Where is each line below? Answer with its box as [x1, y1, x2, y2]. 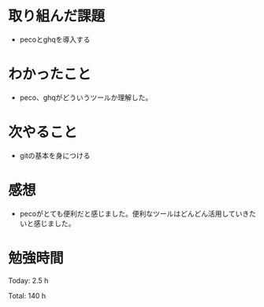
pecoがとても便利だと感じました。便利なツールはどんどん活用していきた [19, 209, 256, 218]
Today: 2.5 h [8, 276, 49, 285]
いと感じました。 [19, 218, 76, 228]
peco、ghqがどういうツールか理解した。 [19, 92, 153, 102]
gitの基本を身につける [19, 150, 91, 160]
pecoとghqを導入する [19, 35, 91, 44]
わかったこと [8, 65, 92, 83]
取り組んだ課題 [8, 7, 106, 25]
